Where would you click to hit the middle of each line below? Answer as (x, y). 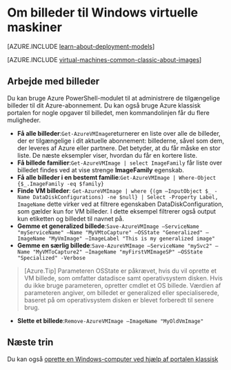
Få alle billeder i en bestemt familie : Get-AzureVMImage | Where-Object (117, 177)
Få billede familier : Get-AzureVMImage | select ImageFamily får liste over (120, 163)
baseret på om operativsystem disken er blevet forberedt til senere (119, 300)
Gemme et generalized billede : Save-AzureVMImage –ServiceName (108, 226)
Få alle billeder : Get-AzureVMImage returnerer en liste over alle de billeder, (119, 133)
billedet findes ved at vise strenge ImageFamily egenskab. (101, 169)
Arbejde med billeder (53, 82)
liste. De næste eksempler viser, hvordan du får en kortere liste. (107, 155)
